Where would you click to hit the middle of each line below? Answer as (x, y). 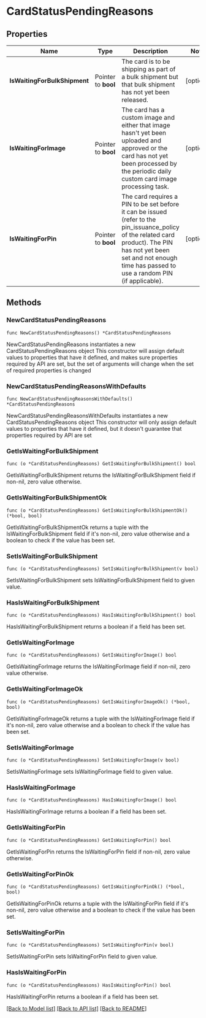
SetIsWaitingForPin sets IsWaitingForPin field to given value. (82, 957)
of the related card (148, 235)
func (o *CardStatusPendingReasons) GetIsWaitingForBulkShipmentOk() (97, 511)
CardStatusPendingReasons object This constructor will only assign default (101, 422)
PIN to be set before (151, 204)
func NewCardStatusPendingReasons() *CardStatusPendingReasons (89, 333)
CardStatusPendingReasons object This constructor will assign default (95, 350)
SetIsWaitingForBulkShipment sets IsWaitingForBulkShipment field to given (101, 580)
